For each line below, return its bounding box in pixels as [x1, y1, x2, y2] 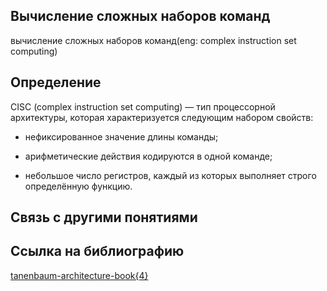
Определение [10, 74, 102, 91]
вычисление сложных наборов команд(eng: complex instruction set [10, 34, 297, 46]
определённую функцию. [24, 180, 133, 192]
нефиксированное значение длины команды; [24, 130, 219, 143]
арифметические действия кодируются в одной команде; [24, 150, 273, 162]
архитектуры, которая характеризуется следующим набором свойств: [10, 111, 314, 123]
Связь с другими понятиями [10, 209, 198, 226]
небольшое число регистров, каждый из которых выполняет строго [24, 169, 317, 181]
